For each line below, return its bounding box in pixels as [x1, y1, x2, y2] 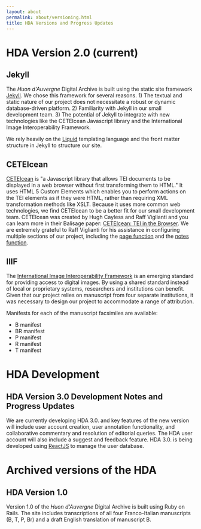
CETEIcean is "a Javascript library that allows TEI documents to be [6, 175, 170, 183]
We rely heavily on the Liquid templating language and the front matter [6, 136, 181, 143]
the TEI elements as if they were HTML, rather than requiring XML [6, 195, 169, 202]
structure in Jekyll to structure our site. [6, 142, 102, 149]
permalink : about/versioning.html [6, 14, 93, 20]
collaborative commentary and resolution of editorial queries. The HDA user [6, 430, 193, 437]
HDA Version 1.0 [6, 487, 68, 497]
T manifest [14, 346, 42, 354]
